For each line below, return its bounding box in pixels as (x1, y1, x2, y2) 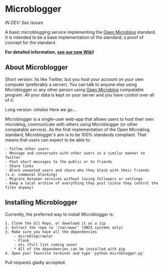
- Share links (5, 163, 34, 169)
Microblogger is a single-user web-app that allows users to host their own (5, 116, 154, 122)
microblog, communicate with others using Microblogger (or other (5, 121, 138, 127)
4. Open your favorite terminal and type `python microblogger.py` (5, 251, 145, 256)
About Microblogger (5, 63, 68, 72)
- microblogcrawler (14, 234, 54, 239)
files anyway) (5, 185, 34, 190)
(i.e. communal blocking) (5, 172, 58, 177)
